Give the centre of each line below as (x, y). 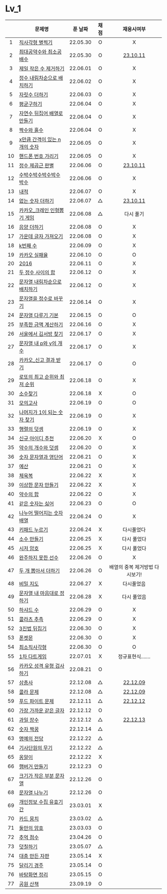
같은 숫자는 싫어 (37, 504)
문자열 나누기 (34, 793)
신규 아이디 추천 (37, 438)
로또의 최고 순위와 (39, 377)
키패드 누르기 (34, 530)
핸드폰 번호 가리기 (39, 156)
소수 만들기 (31, 539)
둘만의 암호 (31, 828)
